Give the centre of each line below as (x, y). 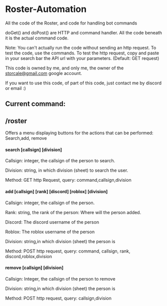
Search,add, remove (26, 138)
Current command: (35, 104)
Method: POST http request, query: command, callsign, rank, (68, 251)
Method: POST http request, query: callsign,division (58, 298)
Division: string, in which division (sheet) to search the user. (67, 170)
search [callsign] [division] (34, 150)
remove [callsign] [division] (34, 268)
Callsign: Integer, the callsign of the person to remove (60, 279)
